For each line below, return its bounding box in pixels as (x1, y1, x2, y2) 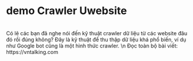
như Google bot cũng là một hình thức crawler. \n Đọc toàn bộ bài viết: (6, 42, 178, 49)
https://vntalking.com (6, 48, 59, 55)
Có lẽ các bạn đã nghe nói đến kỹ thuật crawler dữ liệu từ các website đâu (6, 29, 188, 36)
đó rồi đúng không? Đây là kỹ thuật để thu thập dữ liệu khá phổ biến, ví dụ (6, 36, 186, 43)
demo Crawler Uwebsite (6, 4, 127, 18)
